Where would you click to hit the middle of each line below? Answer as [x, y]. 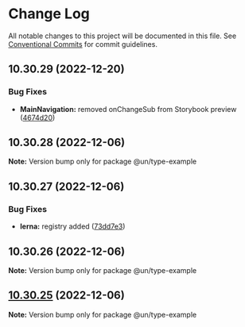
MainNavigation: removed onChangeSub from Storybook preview [128, 109]
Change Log [49, 14]
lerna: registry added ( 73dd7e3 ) [72, 226]
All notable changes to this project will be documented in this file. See [122, 36]
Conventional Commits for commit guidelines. [83, 44]
